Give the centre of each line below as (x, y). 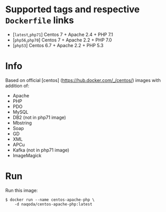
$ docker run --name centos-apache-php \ (50, 200)
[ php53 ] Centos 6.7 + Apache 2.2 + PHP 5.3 (58, 45)
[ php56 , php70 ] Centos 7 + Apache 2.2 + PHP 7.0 (62, 40)
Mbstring (22, 123)
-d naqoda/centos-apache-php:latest (54, 204)
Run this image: (22, 190)
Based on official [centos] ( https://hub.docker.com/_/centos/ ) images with (83, 80)
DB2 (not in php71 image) (39, 117)
